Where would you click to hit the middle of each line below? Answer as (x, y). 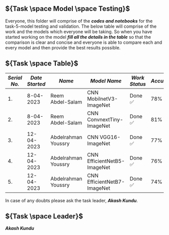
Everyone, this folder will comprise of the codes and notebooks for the (79, 21)
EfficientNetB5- (106, 161)
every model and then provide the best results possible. (63, 47)
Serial (15, 77)
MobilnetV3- (103, 99)
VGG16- (110, 137)
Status (138, 84)
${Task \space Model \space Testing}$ (68, 9)
